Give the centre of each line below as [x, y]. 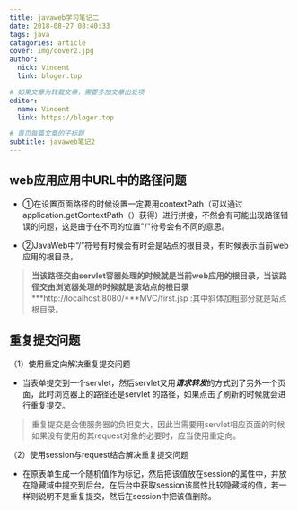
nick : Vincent [44, 68]
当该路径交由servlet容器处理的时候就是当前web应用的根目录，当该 [155, 276]
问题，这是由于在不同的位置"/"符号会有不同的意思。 [134, 226]
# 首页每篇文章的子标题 [47, 134]
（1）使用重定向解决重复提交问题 [70, 364]
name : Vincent [44, 109]
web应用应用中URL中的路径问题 [98, 180]
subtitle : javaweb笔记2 [53, 142]
